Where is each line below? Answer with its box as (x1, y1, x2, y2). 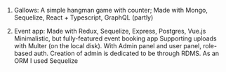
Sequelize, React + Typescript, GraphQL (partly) (13, 13, 154, 22)
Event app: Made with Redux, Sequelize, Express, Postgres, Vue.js (13, 27, 206, 35)
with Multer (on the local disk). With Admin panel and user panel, (13, 42, 202, 50)
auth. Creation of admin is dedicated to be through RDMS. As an (34, 49, 220, 57)
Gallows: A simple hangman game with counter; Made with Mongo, (13, 6, 208, 14)
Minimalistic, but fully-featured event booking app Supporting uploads (13, 34, 217, 43)
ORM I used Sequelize (13, 57, 79, 65)
